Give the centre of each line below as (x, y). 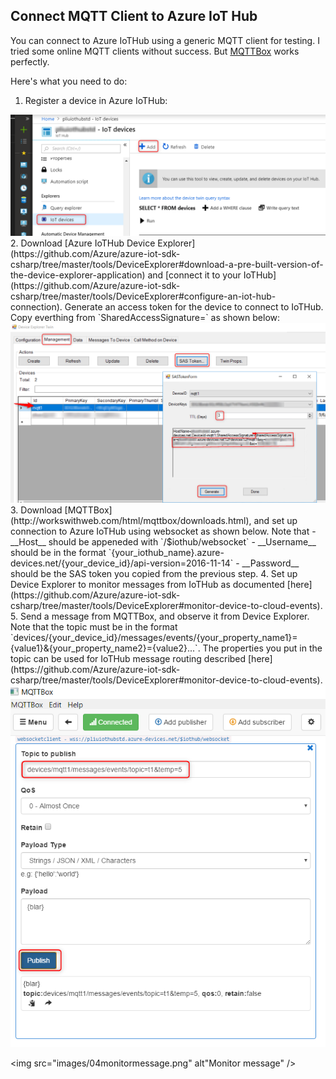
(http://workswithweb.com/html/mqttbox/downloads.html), (131, 520)
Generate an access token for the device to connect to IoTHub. (194, 306)
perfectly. (30, 61)
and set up (275, 520)
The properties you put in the (262, 648)
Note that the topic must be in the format (94, 626)
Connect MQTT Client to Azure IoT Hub (134, 16)
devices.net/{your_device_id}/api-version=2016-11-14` (122, 563)
